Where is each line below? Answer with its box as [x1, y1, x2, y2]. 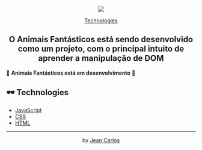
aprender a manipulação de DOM [38, 53, 164, 63]
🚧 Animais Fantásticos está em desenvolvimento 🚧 [6, 69, 136, 77]
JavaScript [14, 106, 42, 114]
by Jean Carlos [82, 136, 120, 144]
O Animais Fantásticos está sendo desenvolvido [8, 34, 194, 45]
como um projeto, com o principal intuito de [17, 44, 185, 54]
